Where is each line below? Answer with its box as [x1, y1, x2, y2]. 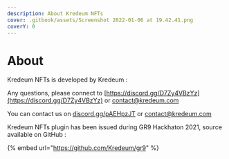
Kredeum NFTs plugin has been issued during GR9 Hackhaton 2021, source [7, 123, 223, 131]
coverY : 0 [7, 23, 36, 30]
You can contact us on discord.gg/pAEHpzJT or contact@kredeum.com [7, 110, 212, 118]
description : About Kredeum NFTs [7, 10, 104, 17]
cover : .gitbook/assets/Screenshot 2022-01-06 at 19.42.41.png [7, 17, 194, 24]
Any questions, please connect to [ [7, 89, 107, 97]
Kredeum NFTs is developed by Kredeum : [7, 75, 128, 84]
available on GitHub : [7, 131, 67, 139]
